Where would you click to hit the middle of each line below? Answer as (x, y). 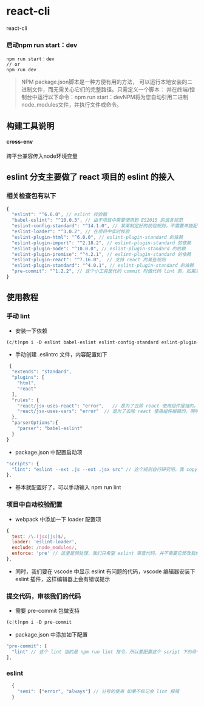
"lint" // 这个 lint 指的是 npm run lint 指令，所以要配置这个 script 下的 (102, 652)
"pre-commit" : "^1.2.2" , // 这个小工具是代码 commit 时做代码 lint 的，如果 (104, 271)
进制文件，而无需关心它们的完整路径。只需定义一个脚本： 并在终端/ (105, 90)
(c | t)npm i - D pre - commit (39, 623)
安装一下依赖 (31, 331)
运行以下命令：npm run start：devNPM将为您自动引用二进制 (113, 97)
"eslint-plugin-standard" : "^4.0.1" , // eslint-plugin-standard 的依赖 (103, 266)
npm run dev (21, 70)
